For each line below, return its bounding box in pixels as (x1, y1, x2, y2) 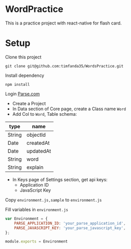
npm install (5, 82, 30, 87)
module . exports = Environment (5, 239, 68, 244)
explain (26, 164, 44, 171)
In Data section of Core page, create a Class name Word (12, 106, 126, 112)
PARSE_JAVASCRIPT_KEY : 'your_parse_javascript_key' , (14, 226, 126, 231)
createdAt (26, 139, 50, 146)
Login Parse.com (5, 91, 40, 97)
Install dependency (5, 72, 44, 78)
